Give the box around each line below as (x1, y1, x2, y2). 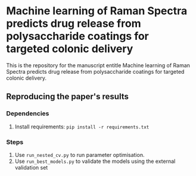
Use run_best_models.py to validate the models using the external (14, 158, 176, 165)
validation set (14, 164, 48, 171)
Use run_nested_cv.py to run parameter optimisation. (14, 151, 145, 158)
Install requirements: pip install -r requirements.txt (14, 123, 150, 130)
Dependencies (6, 109, 49, 118)
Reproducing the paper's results (6, 92, 129, 102)
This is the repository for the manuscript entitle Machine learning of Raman (6, 61, 191, 69)
